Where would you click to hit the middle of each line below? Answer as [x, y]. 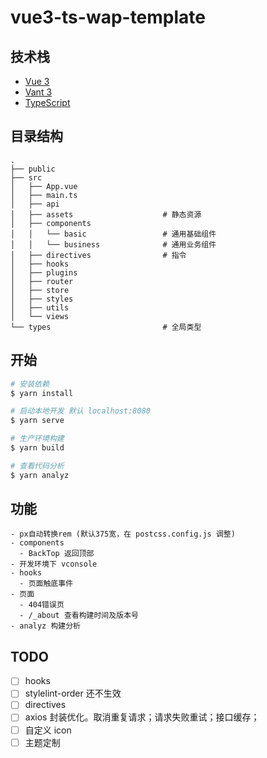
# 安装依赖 [30, 384]
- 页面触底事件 [46, 584]
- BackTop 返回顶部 [57, 554]
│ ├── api [35, 204]
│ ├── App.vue [44, 186]
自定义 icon [48, 730]
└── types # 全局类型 [106, 327]
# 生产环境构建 [37, 439]
